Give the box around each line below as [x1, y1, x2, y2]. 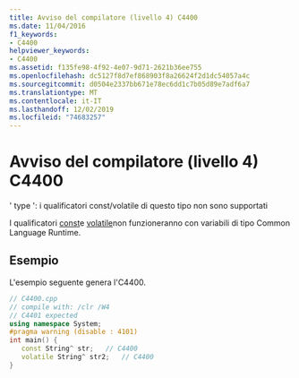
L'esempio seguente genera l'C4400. [9, 277, 146, 288]
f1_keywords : [9, 30, 58, 39]
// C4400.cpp [9, 294, 58, 303]
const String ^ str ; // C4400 [21, 344, 139, 354]
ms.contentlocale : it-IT [9, 96, 102, 106]
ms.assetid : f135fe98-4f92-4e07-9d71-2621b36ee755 [9, 64, 202, 73]
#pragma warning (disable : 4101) [9, 328, 139, 337]
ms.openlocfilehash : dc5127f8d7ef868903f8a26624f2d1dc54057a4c [9, 72, 251, 81]
